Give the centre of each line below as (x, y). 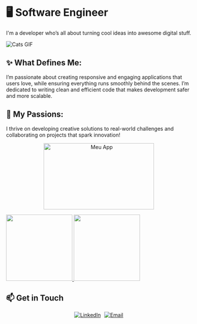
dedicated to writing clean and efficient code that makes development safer (98, 90)
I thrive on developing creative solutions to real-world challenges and (90, 128)
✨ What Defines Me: (44, 63)
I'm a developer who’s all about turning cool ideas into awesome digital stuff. (99, 33)
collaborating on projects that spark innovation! (63, 135)
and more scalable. (29, 95)
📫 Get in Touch (35, 298)
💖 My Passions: (35, 115)
